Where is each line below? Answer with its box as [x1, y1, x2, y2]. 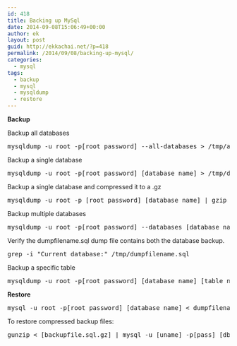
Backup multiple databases [7, 210, 87, 217]
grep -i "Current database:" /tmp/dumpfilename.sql [7, 250, 190, 258]
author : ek [7, 30, 39, 37]
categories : [7, 56, 42, 64]
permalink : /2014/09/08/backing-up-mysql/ [7, 50, 134, 57]
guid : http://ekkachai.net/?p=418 [7, 43, 109, 50]
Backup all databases [7, 129, 70, 137]
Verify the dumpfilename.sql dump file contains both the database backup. [7, 237, 225, 244]
